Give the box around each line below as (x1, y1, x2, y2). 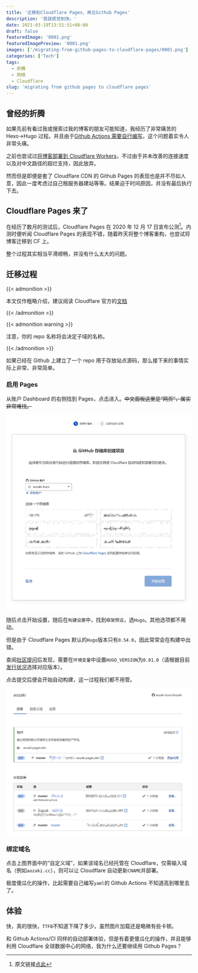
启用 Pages (6, 381, 38, 389)
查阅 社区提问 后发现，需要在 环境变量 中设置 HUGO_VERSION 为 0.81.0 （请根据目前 (6, 656, 190, 663)
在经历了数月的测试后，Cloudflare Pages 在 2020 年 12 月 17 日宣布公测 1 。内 (6, 222, 192, 230)
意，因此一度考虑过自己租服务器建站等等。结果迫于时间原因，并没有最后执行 (6, 179, 192, 187)
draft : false (6, 28, 38, 34)
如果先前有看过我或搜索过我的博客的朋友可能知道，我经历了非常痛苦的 (6, 125, 177, 132)
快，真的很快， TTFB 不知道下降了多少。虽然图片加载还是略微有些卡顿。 (6, 923, 177, 930)
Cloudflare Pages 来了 (6, 206, 88, 216)
